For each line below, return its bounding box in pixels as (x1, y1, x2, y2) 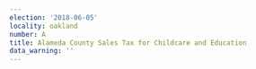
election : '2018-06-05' (9, 13, 99, 22)
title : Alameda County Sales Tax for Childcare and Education (9, 38, 247, 47)
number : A (9, 30, 47, 39)
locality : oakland (9, 22, 78, 30)
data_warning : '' (9, 47, 75, 56)
